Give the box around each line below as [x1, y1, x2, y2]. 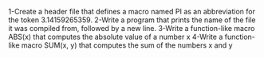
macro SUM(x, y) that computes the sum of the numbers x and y [21, 41, 233, 50]
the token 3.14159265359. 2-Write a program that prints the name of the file [8, 15, 256, 25]
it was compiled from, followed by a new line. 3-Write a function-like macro [8, 24, 255, 33]
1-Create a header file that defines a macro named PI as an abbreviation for [8, 7, 255, 16]
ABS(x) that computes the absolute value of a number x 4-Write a [8, 32, 223, 41]
